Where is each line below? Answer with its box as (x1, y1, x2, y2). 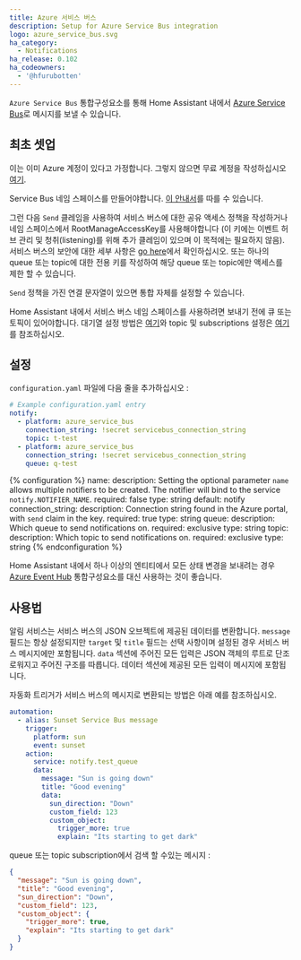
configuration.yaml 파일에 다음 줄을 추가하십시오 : (9, 383, 190, 394)
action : (25, 749, 54, 758)
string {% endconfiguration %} (9, 541, 123, 552)
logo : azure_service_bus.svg (9, 30, 118, 39)
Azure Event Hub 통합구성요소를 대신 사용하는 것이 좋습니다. (9, 571, 222, 583)
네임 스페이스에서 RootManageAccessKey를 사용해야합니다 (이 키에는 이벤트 (9, 223, 279, 234)
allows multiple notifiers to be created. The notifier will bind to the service (9, 485, 280, 496)
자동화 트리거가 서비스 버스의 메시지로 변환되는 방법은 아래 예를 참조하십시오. (9, 689, 278, 700)
